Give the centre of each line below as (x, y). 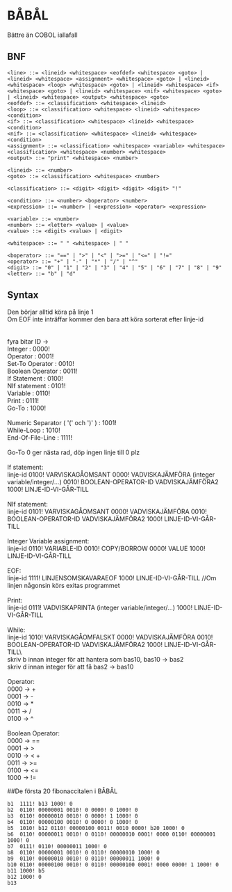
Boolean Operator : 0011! (42, 371)
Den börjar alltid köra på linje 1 (50, 312)
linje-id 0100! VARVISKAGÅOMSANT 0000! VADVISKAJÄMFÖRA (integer (111, 475)
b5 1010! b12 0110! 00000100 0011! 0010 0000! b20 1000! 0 (96, 828)
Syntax (23, 295)
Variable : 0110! (29, 393)
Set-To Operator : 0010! (41, 363)
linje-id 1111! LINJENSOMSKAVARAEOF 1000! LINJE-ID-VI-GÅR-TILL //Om (112, 578)
